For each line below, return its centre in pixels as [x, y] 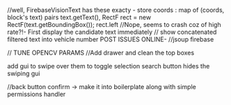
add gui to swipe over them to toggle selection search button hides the [109, 66]
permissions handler [37, 94]
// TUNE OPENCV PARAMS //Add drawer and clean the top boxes [101, 52]
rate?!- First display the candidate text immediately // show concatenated [112, 32]
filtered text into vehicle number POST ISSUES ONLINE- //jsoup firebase [111, 39]
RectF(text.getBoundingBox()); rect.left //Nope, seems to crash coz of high [114, 25]
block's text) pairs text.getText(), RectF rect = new [79, 17]
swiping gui [24, 73]
